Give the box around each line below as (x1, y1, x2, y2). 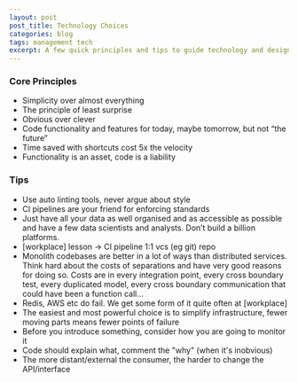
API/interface (21, 363, 71, 374)
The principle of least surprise (21, 105, 133, 115)
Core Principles (9, 75, 77, 88)
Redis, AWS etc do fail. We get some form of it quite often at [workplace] (21, 298, 288, 308)
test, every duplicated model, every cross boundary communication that (21, 278, 286, 289)
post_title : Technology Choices (9, 21, 129, 30)
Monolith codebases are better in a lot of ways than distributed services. (21, 250, 287, 261)
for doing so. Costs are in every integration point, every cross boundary (21, 269, 284, 280)
